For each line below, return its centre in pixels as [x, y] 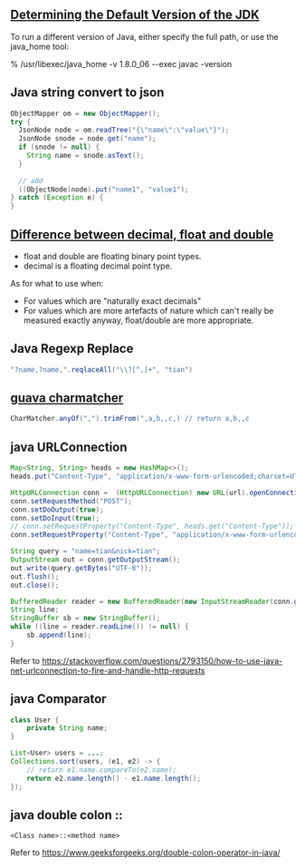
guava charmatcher [67, 398]
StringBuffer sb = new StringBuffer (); [86, 619]
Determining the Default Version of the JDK [135, 15]
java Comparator [58, 699]
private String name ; [67, 728]
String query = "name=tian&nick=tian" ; [86, 551]
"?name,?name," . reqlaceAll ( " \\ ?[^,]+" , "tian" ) [102, 370]
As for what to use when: [57, 283]
